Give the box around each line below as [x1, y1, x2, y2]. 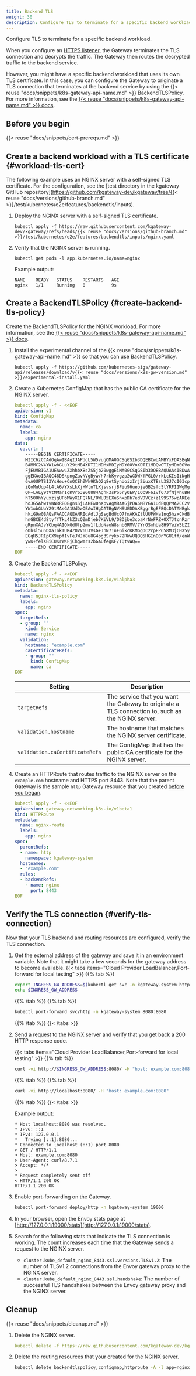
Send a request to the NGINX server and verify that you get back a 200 [14, 1031, 185, 1038]
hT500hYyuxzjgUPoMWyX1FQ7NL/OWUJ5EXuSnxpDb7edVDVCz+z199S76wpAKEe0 [25, 495, 192, 501]
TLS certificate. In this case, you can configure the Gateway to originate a [6, 77, 183, 84]
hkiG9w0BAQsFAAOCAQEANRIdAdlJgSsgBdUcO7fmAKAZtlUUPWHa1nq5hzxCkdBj [25, 511, 192, 517]
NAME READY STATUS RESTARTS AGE [14, 277, 120, 283]
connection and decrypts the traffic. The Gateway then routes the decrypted [6, 53, 190, 60]
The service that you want [107, 692, 179, 700]
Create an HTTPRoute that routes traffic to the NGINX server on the [14, 770, 177, 777]
